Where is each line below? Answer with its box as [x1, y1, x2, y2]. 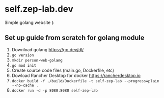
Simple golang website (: [4, 20, 55, 25]
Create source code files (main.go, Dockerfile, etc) [11, 67, 114, 73]
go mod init [11, 63, 36, 68]
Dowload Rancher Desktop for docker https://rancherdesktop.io [11, 72, 141, 78]
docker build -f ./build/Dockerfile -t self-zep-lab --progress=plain [11, 78, 160, 83]
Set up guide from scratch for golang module [4, 34, 145, 42]
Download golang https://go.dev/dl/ [11, 46, 84, 52]
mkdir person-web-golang [11, 58, 63, 63]
